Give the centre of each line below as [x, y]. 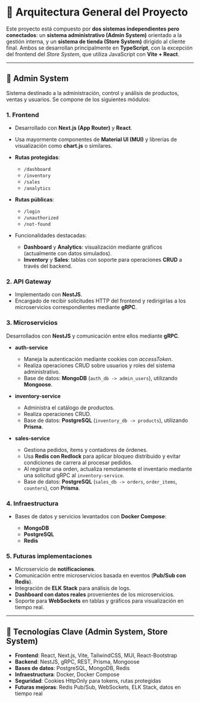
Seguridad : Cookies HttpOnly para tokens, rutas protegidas [88, 681]
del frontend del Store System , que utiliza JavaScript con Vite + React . [93, 54]
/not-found [37, 224]
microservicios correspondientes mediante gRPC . [76, 307]
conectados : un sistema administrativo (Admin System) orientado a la [94, 35]
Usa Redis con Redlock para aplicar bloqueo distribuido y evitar [102, 456]
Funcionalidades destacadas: [51, 236]
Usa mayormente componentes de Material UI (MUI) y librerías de [96, 139]
